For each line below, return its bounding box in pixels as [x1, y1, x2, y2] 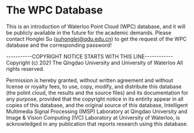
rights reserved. [6, 65, 45, 72]
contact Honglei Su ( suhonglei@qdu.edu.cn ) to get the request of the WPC [6, 35, 187, 42]
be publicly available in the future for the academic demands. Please [6, 29, 172, 36]
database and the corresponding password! [6, 42, 112, 49]
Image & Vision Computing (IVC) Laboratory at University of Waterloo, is [6, 114, 181, 121]
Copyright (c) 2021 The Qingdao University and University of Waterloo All [6, 59, 183, 66]
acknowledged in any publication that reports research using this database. [6, 120, 189, 127]
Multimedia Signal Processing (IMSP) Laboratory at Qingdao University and [6, 108, 188, 115]
